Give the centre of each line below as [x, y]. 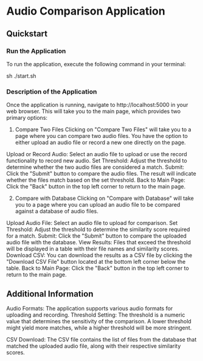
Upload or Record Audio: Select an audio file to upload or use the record [97, 154]
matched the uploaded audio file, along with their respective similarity [94, 346]
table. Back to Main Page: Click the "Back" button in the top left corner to [98, 268]
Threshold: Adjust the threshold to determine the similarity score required [98, 230]
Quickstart [27, 34]
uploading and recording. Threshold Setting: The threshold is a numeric [96, 315]
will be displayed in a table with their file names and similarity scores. [93, 249]
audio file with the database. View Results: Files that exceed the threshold [99, 242]
